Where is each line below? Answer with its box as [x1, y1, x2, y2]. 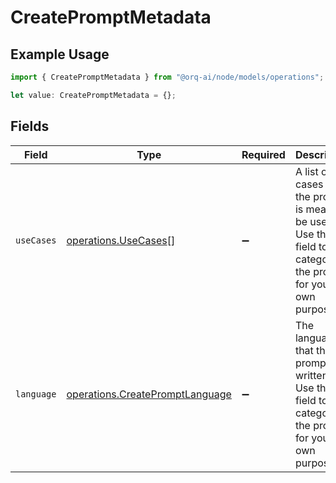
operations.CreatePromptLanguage [66, 387, 232, 401]
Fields [10, 118, 50, 135]
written [294, 368, 329, 382]
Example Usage [10, 46, 110, 63]
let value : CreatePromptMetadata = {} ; [10, 90, 177, 100]
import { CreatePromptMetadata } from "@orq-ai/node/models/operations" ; [10, 72, 325, 82]
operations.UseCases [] [66, 233, 176, 247]
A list [294, 164, 319, 178]
